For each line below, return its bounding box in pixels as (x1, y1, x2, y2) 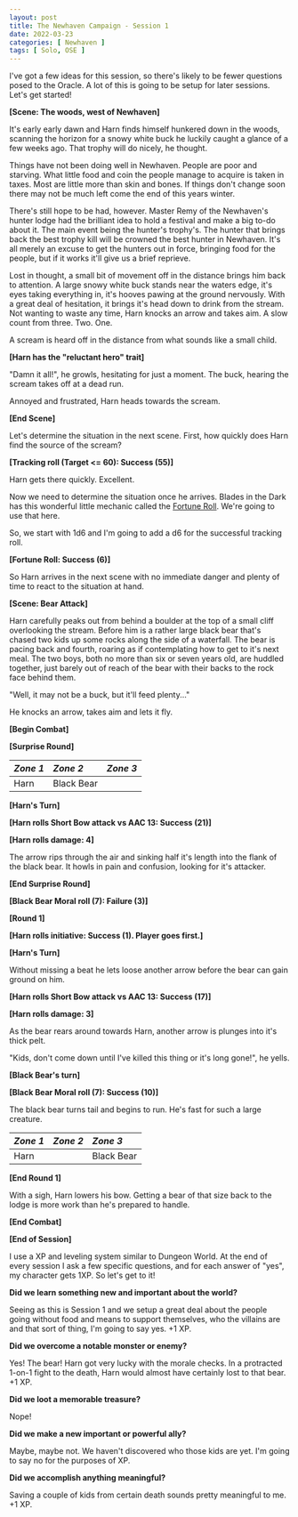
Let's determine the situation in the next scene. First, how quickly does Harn (9, 431, 289, 441)
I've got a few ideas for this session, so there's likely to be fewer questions (9, 70, 283, 81)
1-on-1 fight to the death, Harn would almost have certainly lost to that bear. (9, 1368, 286, 1378)
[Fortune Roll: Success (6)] (9, 554, 111, 565)
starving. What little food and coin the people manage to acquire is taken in (9, 170, 285, 181)
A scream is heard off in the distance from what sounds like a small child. (9, 335, 278, 345)
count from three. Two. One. (9, 318, 113, 328)
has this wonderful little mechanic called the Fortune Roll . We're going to (9, 501, 276, 512)
